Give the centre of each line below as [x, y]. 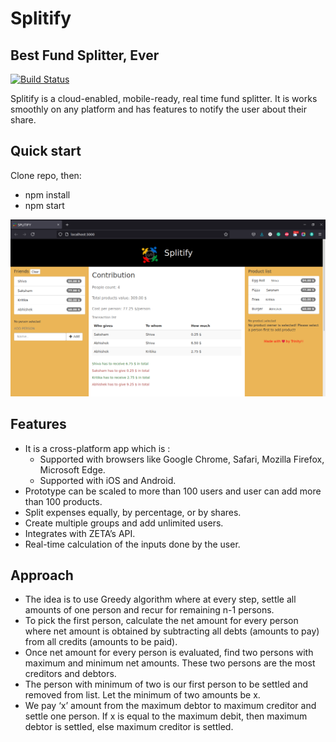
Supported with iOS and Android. [108, 480]
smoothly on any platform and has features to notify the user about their [158, 109]
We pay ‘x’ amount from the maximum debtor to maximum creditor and [170, 706]
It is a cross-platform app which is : [97, 448]
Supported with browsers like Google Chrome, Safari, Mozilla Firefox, [182, 459]
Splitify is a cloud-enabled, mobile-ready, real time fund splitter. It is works [164, 98]
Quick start [46, 151]
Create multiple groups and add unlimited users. [124, 523]
